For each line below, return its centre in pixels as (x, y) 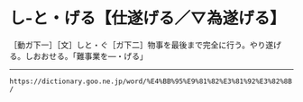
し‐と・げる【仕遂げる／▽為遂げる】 (147, 18)
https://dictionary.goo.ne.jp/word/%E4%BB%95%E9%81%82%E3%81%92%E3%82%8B (151, 81)
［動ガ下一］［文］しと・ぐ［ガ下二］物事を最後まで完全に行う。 (130, 45)
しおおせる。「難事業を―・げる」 (86, 55)
